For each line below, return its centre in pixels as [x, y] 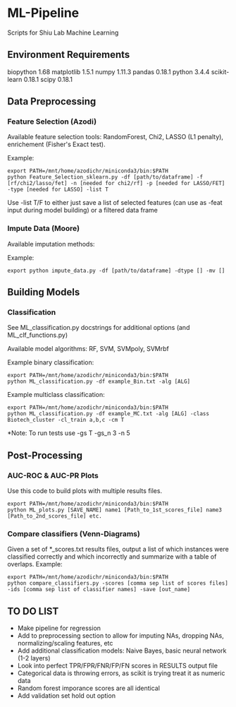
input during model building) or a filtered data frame [83, 210]
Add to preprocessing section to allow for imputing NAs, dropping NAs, [120, 636]
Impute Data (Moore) [43, 229]
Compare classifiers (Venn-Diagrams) [74, 534]
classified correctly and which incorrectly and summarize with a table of [112, 557]
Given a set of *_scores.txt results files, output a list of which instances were [118, 549]
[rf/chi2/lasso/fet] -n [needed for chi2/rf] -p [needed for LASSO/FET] [116, 184]
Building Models [44, 292]
